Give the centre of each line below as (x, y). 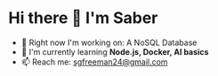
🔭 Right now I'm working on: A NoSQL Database (109, 42)
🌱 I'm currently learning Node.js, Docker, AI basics (115, 51)
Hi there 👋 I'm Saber (83, 18)
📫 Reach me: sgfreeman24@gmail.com (94, 62)
